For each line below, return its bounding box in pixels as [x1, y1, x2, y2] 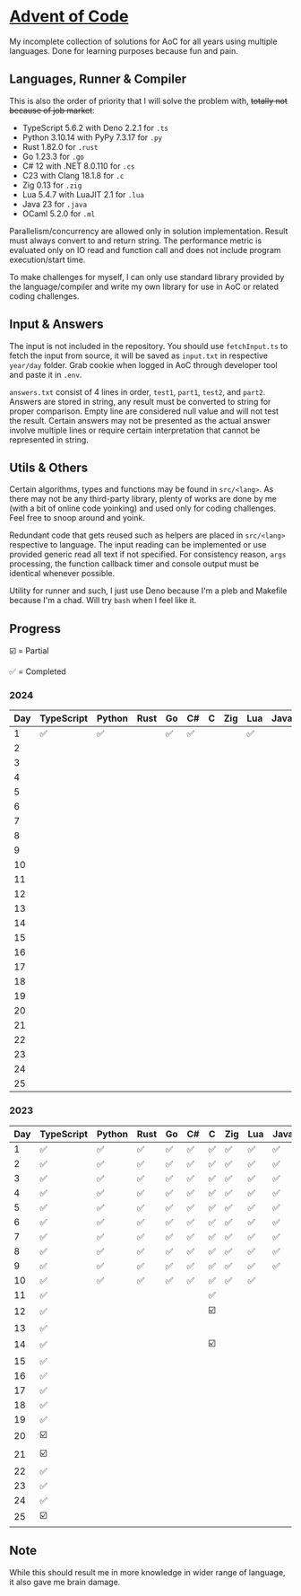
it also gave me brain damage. [9, 1576, 121, 1587]
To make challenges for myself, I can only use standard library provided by [9, 271, 285, 282]
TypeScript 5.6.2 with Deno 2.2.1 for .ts [21, 122, 168, 133]
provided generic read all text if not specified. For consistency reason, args [9, 549, 287, 560]
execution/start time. [9, 254, 86, 265]
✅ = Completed [9, 666, 67, 677]
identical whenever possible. [9, 568, 116, 579]
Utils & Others [9, 460, 89, 475]
